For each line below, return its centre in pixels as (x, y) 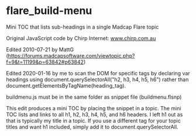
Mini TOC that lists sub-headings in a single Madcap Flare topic (82, 27)
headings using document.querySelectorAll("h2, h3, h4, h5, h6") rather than (97, 79)
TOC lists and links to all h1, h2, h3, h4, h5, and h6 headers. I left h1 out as (94, 114)
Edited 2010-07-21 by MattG (40, 49)
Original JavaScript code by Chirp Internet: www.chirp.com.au (81, 38)
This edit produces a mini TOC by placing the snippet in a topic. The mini (94, 108)
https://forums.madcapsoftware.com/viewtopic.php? (71, 55)
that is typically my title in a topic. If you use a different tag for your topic (94, 120)
